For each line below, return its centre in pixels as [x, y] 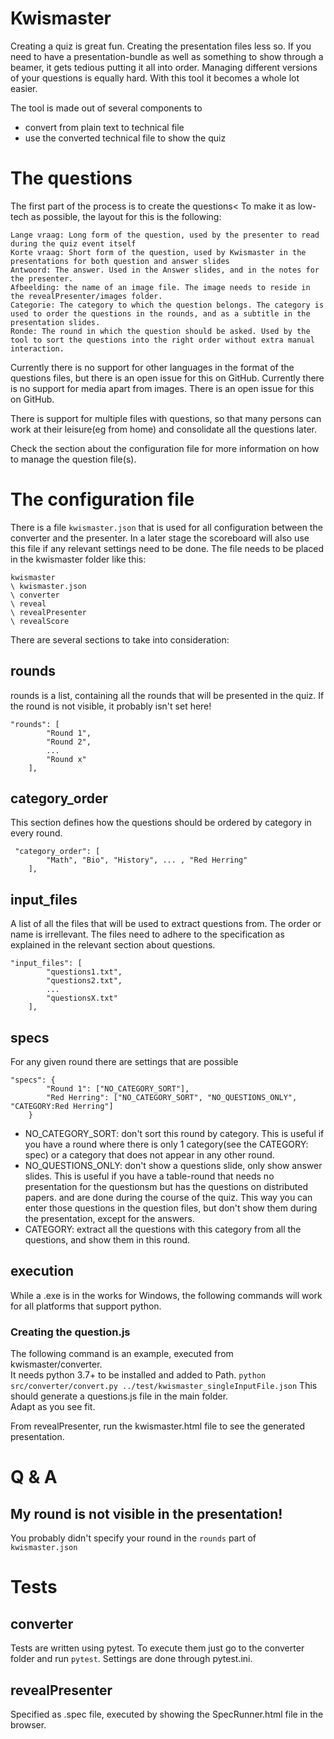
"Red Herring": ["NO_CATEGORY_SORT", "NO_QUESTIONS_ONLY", [172, 1098]
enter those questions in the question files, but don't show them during [171, 1208]
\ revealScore [40, 621]
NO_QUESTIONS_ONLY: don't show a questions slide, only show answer [173, 1166]
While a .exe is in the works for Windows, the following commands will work [166, 1295]
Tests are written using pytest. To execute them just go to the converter [157, 1648]
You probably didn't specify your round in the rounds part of [133, 1538]
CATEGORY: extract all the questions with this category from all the [163, 1229]
